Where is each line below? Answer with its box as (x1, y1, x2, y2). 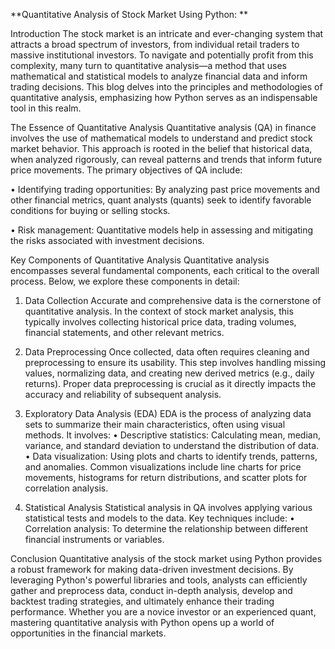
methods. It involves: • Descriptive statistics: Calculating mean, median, (24, 429, 321, 441)
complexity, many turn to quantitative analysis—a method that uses (10, 60, 287, 71)
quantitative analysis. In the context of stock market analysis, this (24, 305, 294, 317)
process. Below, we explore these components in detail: (10, 275, 240, 287)
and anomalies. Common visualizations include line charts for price (24, 461, 302, 473)
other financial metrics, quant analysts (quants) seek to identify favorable (10, 194, 312, 206)
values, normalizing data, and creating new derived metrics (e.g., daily (24, 367, 315, 379)
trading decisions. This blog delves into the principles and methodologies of (10, 81, 323, 93)
